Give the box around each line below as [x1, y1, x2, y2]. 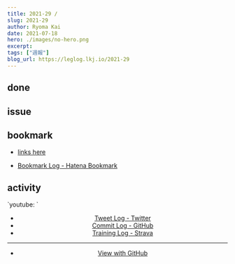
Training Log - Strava [92, 229, 154, 237]
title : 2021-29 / [7, 10, 58, 18]
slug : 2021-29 [7, 17, 49, 24]
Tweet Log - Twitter [94, 214, 152, 223]
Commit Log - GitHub [92, 221, 154, 230]
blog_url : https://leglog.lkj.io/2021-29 [7, 56, 130, 63]
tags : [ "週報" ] [7, 50, 50, 57]
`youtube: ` [7, 200, 38, 209]
